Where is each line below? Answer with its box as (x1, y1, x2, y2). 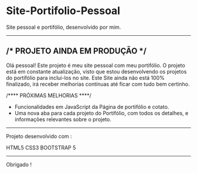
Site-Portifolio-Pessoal (6, 4, 120, 18)
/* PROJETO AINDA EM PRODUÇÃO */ (6, 46, 147, 56)
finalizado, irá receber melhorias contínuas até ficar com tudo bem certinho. (6, 81, 190, 88)
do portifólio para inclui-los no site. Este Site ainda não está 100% (6, 74, 165, 81)
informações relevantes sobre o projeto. (14, 116, 111, 123)
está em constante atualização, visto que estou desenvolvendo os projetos (6, 68, 187, 75)
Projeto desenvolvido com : (6, 132, 72, 139)
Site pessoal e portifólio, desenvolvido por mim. (6, 24, 121, 31)
